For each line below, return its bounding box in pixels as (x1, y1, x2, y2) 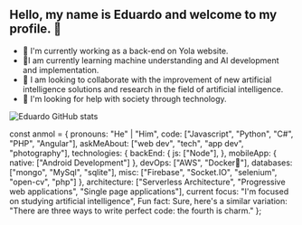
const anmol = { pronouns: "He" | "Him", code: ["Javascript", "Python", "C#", (9, 128, 294, 139)
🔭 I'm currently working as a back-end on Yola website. (22, 45, 229, 56)
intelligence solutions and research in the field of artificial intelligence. (22, 83, 284, 94)
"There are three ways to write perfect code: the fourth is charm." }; (9, 205, 262, 216)
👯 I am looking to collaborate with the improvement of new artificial (22, 74, 272, 85)
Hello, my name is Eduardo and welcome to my (9, 7, 278, 23)
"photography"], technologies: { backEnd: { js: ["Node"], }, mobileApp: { (9, 147, 278, 158)
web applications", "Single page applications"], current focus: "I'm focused (9, 185, 289, 197)
